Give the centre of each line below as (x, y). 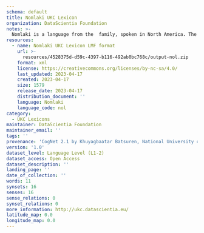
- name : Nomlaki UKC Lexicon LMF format (63, 46)
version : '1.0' (25, 147)
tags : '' (17, 136)
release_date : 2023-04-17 (50, 91)
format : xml (32, 62)
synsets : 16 (21, 187)
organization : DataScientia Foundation (57, 23)
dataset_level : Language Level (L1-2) (55, 153)
